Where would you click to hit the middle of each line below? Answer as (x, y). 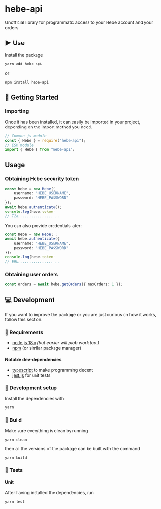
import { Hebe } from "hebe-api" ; (40, 149)
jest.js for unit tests (31, 375)
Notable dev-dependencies (33, 359)
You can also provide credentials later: (43, 225)
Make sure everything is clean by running (46, 430)
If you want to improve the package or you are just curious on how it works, (81, 314)
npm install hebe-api (27, 82)
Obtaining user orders (32, 274)
